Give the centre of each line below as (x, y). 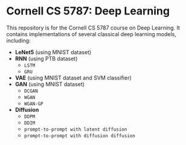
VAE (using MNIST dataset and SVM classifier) (73, 78)
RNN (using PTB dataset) (46, 58)
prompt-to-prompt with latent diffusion (75, 129)
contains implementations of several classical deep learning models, (91, 34)
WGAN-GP (34, 103)
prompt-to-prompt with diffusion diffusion (80, 136)
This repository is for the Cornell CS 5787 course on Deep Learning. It (93, 28)
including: (19, 40)
